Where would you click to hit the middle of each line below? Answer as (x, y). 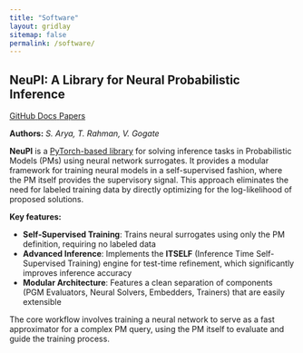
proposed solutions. (47, 200)
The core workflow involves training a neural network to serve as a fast (142, 319)
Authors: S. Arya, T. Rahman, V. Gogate (85, 133)
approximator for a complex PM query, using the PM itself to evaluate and (147, 329)
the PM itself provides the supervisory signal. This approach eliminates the (149, 180)
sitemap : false (38, 34)
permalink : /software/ (52, 43)
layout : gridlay (40, 26)
